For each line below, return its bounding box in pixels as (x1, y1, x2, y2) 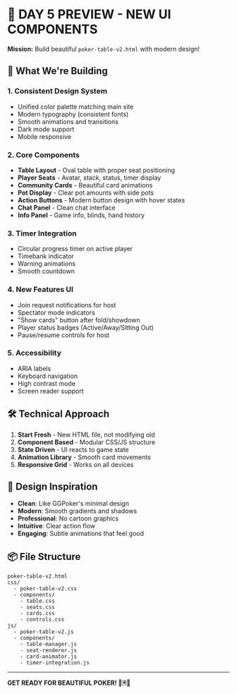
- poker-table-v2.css (13, 585, 78, 592)
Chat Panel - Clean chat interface (17, 203, 116, 212)
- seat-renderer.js (20, 647, 78, 655)
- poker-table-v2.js (13, 628, 74, 635)
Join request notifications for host (17, 300, 116, 309)
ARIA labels (17, 364, 51, 372)
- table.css (20, 597, 55, 605)
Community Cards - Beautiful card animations (17, 181, 153, 189)
